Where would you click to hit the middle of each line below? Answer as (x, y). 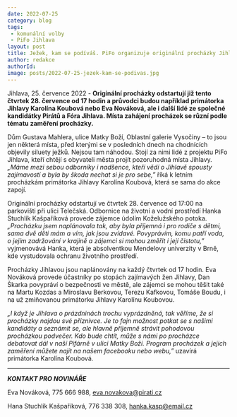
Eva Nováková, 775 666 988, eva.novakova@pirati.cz (85, 392)
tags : (15, 27)
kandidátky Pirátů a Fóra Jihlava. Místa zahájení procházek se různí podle (117, 116)
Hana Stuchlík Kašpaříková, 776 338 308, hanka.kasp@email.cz (100, 406)
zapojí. (17, 189)
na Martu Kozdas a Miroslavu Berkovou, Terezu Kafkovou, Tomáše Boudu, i (116, 292)
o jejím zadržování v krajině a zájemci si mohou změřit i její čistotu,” (106, 240)
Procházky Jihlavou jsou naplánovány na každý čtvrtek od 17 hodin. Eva (112, 269)
